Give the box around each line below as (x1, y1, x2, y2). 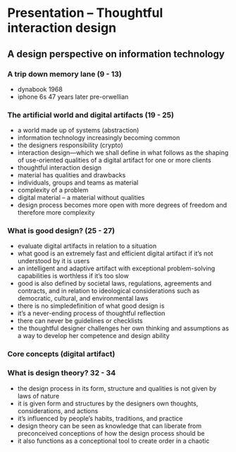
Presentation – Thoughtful (7, 5, 163, 21)
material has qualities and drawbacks (17, 171, 126, 180)
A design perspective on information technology (7, 48, 225, 60)
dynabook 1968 (17, 84, 63, 93)
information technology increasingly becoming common (17, 134, 180, 142)
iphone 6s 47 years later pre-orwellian (17, 92, 129, 101)
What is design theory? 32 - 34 (7, 368, 116, 378)
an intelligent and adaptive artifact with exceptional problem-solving (17, 264, 216, 272)
